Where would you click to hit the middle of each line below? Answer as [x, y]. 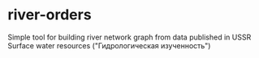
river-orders [50, 15]
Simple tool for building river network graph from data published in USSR [129, 37]
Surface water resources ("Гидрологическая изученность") [109, 45]
